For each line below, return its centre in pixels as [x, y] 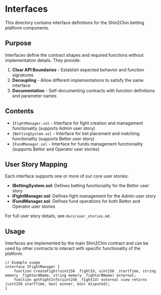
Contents [20, 111]
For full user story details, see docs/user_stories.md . [58, 216]
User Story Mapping [36, 164]
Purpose [18, 43]
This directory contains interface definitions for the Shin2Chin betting [75, 23]
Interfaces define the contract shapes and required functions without [74, 55]
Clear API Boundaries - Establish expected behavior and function [78, 70]
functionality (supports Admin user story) [53, 128]
